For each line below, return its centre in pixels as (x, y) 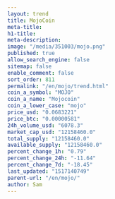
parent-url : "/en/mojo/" (44, 178)
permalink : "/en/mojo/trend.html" (58, 86)
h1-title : (22, 34)
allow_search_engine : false (49, 60)
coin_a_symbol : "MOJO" (41, 92)
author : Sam (25, 184)
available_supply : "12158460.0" (55, 145)
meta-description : (34, 40)
